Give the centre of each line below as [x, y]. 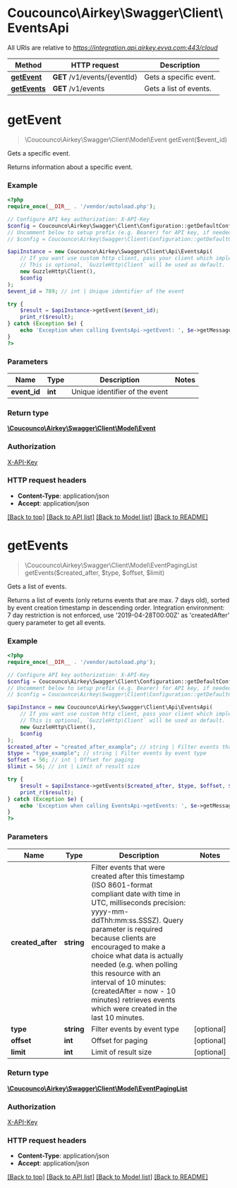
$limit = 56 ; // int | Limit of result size [74, 767]
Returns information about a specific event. [70, 167]
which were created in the [134, 1008]
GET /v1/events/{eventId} [95, 77]
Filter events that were [128, 867]
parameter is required [127, 929]
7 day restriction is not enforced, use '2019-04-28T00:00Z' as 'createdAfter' [119, 615]
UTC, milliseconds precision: [138, 902]
